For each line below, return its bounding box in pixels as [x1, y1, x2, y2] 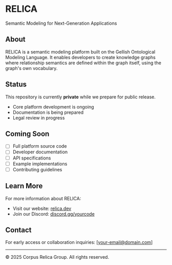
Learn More [5, 182, 43, 190]
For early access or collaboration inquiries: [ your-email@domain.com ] [5, 239, 153, 245]
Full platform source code [12, 143, 67, 149]
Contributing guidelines [12, 166, 62, 172]
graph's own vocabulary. [5, 65, 58, 71]
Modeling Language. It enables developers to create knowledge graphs [5, 54, 156, 60]
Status [5, 80, 27, 89]
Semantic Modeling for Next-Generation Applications [5, 20, 117, 26]
